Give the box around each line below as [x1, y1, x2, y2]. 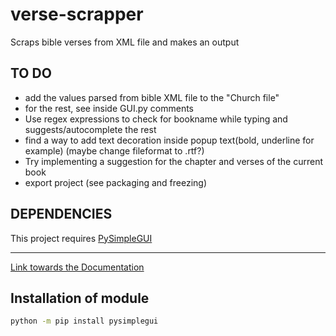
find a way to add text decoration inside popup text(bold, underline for [24, 134, 315, 146]
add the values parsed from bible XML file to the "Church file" [24, 91, 280, 103]
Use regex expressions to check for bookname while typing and [24, 113, 288, 125]
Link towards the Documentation [10, 261, 145, 273]
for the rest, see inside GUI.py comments [24, 102, 194, 114]
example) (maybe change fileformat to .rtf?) [24, 144, 205, 157]
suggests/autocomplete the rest [24, 123, 157, 135]
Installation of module [10, 289, 150, 307]
